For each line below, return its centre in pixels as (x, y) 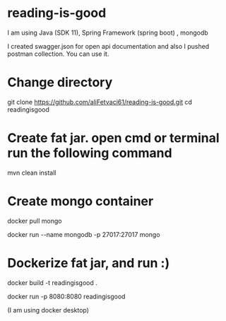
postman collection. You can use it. (58, 54)
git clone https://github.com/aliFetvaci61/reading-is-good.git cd (100, 102)
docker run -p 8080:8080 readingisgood (66, 296)
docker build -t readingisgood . (52, 282)
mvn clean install (32, 173)
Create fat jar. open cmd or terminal (114, 138)
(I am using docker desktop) (48, 310)
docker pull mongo (35, 221)
